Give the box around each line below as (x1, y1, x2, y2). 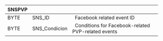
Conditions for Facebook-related (75, 22, 150, 28)
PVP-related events (72, 28, 117, 35)
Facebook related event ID (75, 14, 135, 21)
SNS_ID (32, 14, 50, 21)
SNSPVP (7, 6, 28, 13)
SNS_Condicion (32, 25, 68, 32)
